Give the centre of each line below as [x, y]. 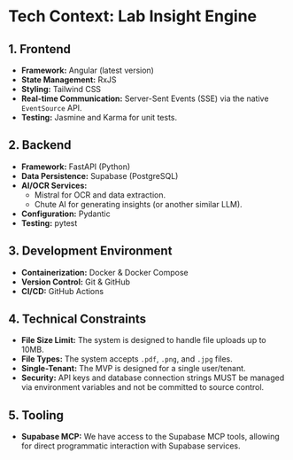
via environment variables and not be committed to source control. [143, 387]
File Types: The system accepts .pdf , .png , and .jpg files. [127, 359]
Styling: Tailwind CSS [61, 89]
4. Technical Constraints [77, 320]
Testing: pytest [49, 222]
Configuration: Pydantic [66, 214]
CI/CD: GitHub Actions [62, 291]
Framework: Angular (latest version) [87, 70]
